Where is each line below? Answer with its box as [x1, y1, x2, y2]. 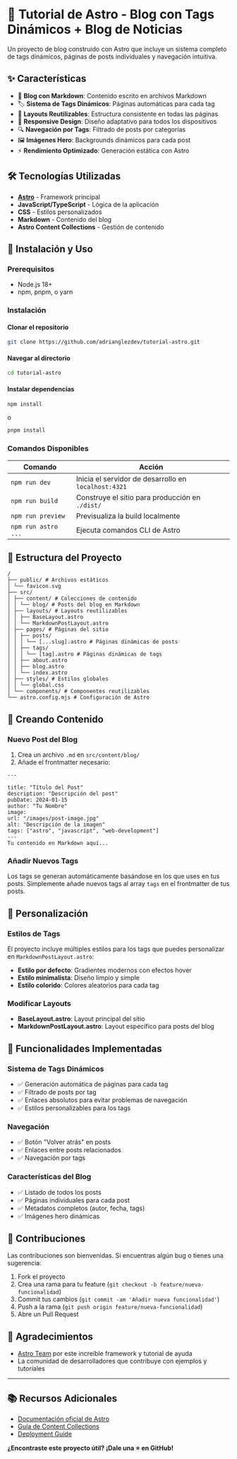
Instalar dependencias [7, 384, 75, 393]
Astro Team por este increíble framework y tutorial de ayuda [17, 1349, 193, 1358]
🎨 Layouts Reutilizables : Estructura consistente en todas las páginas [17, 110, 219, 118]
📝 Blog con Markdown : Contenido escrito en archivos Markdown [17, 91, 207, 100]
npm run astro [11, 522, 59, 531]
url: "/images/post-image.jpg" [7, 815, 99, 822]
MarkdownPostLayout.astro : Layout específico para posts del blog [17, 1022, 214, 1031]
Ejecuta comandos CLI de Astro [75, 525, 181, 535]
